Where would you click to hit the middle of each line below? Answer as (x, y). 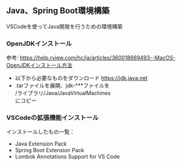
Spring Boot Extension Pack (49, 150)
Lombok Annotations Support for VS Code (67, 157)
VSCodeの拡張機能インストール (52, 118)
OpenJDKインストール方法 (39, 66)
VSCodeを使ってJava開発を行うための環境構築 (64, 26)
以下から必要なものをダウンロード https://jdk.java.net (81, 78)
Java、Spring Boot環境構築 (58, 11)
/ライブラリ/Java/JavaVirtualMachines (63, 93)
